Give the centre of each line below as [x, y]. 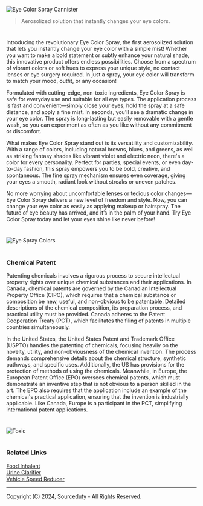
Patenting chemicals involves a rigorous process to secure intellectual [93, 275]
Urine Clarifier [24, 472]
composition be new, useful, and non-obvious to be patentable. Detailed [96, 301]
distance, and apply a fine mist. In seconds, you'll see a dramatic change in [100, 112]
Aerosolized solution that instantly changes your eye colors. [95, 21]
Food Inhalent [23, 466]
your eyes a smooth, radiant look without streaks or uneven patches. [92, 182]
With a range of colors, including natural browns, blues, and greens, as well [100, 150]
